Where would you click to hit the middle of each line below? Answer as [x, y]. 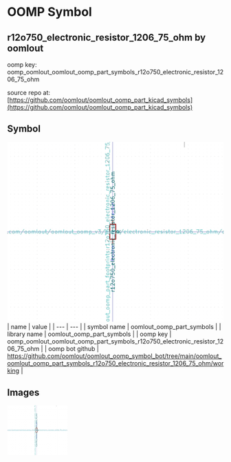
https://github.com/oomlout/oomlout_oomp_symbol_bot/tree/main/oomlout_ [114, 356]
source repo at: [29, 93]
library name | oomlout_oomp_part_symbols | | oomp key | [89, 334]
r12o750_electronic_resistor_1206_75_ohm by [107, 38]
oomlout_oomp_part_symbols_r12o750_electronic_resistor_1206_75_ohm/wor [115, 364]
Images [23, 392]
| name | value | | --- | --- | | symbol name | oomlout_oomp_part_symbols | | [114, 327]
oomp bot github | [74, 349]
